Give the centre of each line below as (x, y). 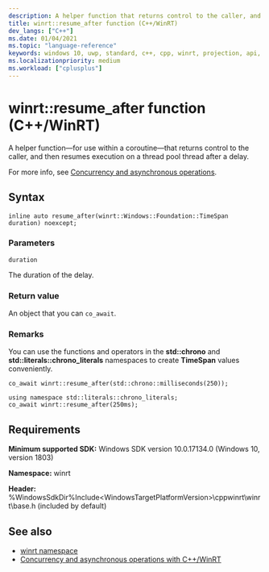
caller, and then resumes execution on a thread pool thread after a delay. (129, 156)
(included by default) (72, 506)
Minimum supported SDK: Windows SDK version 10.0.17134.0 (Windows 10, (134, 449)
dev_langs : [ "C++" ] (41, 31)
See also (30, 531)
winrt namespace (49, 551)
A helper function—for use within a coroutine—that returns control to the (129, 148)
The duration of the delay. (51, 274)
